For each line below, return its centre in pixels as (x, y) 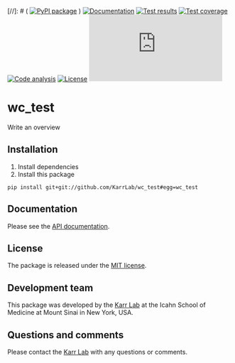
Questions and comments (66, 335)
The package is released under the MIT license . (77, 266)
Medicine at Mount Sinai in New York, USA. (70, 313)
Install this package (46, 174)
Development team (50, 288)
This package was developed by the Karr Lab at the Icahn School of (106, 305)
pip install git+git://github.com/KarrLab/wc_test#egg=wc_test (103, 187)
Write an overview (34, 127)
